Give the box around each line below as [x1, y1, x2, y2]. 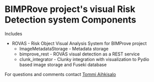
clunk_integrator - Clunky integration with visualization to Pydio [19, 56, 150, 62]
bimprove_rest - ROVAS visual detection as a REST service [19, 51, 140, 57]
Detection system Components [4, 14, 137, 25]
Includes [4, 30, 22, 36]
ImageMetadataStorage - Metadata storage [19, 45, 109, 51]
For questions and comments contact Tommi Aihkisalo [4, 71, 116, 77]
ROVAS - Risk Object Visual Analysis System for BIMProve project [11, 40, 147, 46]
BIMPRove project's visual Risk [4, 3, 136, 15]
